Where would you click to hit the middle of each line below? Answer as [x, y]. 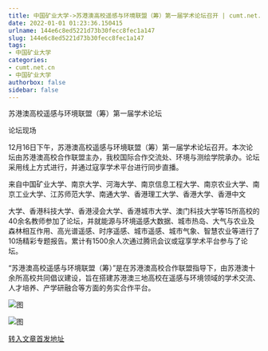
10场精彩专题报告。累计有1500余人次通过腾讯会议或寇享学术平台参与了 [125, 241]
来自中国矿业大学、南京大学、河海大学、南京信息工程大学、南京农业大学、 [130, 184]
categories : [28, 61]
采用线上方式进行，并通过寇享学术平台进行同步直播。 [96, 168]
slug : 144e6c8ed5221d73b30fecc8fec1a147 [77, 38]
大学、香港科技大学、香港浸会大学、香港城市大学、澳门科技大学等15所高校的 [134, 211]
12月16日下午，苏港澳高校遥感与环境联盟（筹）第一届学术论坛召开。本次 [127, 148]
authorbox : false [37, 82]
